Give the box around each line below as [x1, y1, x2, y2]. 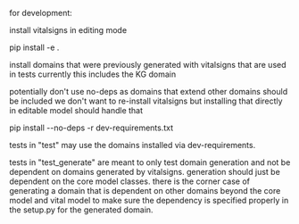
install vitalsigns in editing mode [9, 25, 128, 35]
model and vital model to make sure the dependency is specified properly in [9, 195, 289, 205]
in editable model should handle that [9, 105, 144, 115]
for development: [9, 8, 73, 18]
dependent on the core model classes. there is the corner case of [9, 176, 251, 187]
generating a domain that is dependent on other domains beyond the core [9, 186, 281, 195]
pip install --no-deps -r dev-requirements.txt [9, 122, 174, 133]
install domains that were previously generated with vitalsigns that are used [9, 60, 287, 70]
